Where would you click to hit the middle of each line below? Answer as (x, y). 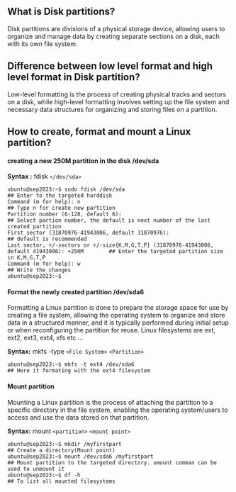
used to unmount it (36, 469)
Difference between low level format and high (110, 66)
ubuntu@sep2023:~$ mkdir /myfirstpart (64, 444)
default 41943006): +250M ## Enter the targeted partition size (115, 252)
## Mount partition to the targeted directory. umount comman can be (112, 463)
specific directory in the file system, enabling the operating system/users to (118, 410)
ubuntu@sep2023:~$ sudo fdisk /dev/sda (66, 190)
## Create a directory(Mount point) (61, 450)
